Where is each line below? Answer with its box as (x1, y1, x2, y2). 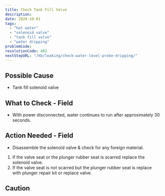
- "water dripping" (9, 39, 50, 44)
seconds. (12, 117, 32, 123)
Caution (5, 184, 31, 193)
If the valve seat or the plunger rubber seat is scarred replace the (12, 154, 145, 160)
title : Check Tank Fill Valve (5, 7, 67, 12)
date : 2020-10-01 (5, 16, 41, 21)
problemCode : (5, 44, 32, 49)
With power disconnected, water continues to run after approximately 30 (12, 112, 160, 118)
